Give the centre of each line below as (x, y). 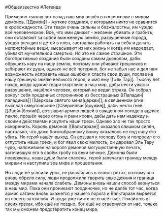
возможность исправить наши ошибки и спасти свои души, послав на (79, 74)
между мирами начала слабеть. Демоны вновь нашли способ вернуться (82, 183)
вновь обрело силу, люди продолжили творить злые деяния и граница (80, 178)
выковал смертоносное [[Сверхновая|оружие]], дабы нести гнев (74, 106)
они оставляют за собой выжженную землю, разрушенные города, (76, 37)
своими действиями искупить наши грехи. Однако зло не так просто (78, 121)
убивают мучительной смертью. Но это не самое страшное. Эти (74, 53)
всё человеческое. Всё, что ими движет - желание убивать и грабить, (79, 32)
